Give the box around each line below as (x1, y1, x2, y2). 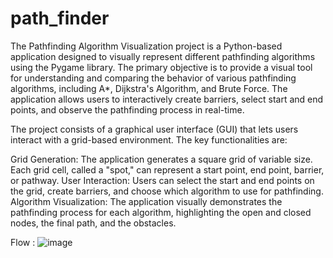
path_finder (10, 7, 110, 30)
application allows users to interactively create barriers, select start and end (10, 93, 324, 105)
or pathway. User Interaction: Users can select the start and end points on (10, 174, 315, 186)
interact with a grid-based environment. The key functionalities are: (10, 133, 288, 146)
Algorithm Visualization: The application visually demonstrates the (10, 195, 283, 207)
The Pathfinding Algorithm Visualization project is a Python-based (10, 40, 283, 52)
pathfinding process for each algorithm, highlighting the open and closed (10, 206, 312, 218)
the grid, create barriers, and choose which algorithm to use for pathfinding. (10, 185, 324, 197)
